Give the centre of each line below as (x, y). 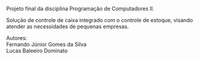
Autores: (17, 38)
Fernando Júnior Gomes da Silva (46, 44)
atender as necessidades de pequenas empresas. (68, 27)
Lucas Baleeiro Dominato (37, 51)
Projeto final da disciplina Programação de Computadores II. (80, 9)
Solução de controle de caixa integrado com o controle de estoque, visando (99, 20)
